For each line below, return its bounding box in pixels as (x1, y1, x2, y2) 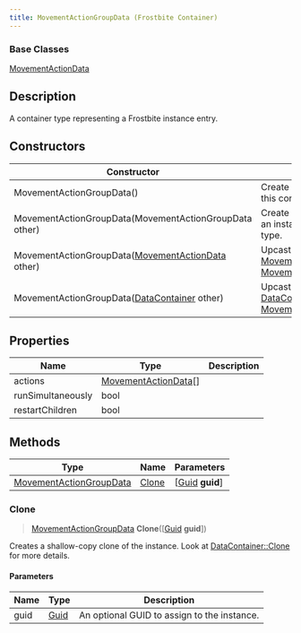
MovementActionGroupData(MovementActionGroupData (13, 212, 253, 224)
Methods (9, 434, 61, 449)
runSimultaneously (13, 389, 93, 402)
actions (13, 375, 45, 387)
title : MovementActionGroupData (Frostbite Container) (9, 13, 219, 22)
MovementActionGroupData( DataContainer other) (13, 291, 224, 304)
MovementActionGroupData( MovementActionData (13, 248, 227, 261)
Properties (9, 333, 70, 348)
